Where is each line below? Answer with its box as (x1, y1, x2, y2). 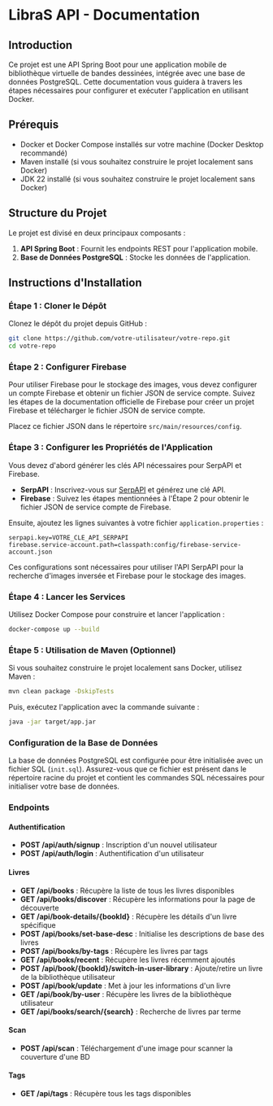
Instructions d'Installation (8, 276, 142, 290)
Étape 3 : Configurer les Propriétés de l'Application (8, 442, 213, 453)
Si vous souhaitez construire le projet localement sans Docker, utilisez (8, 663, 242, 673)
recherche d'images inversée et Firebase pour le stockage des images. (8, 570, 246, 580)
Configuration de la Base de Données (8, 737, 158, 748)
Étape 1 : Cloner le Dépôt (8, 299, 107, 311)
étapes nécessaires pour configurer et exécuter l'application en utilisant (8, 85, 249, 95)
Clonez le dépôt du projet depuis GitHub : (8, 319, 148, 329)
